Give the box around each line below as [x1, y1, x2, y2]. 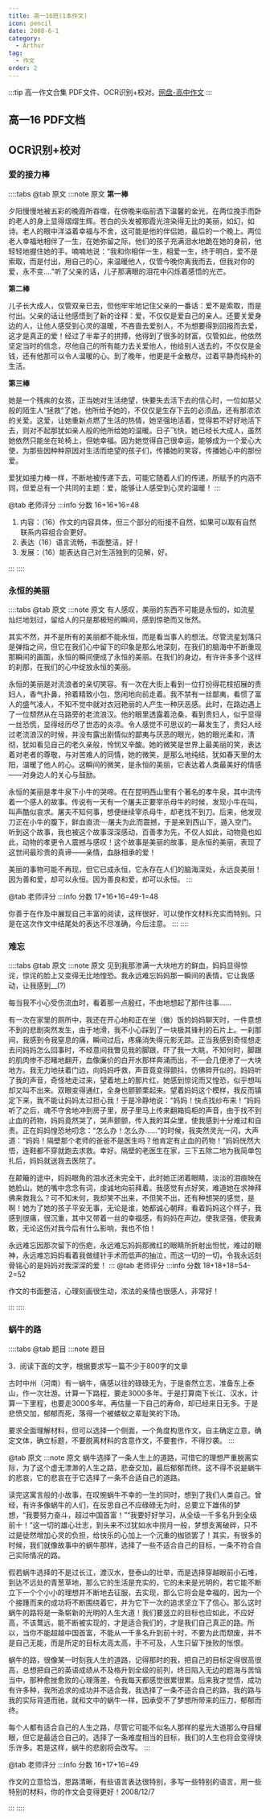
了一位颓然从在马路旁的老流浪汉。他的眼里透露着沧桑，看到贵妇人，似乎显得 [8, 709, 262, 719]
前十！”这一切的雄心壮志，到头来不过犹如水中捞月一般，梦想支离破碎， [8, 1519, 244, 1530]
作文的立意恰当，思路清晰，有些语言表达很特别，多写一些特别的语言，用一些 [8, 1776, 262, 1786]
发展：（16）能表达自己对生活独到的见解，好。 [19, 547, 173, 556]
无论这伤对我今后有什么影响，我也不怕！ [22, 1223, 157, 1233]
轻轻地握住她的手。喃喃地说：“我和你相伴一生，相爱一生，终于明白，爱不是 [8, 246, 259, 256]
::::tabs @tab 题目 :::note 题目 [8, 1344, 106, 1354]
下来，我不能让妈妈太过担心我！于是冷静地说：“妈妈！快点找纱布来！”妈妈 [14, 1096, 261, 1106]
